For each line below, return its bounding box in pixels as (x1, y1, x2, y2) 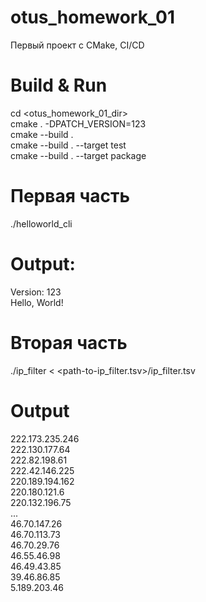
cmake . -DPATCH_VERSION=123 (10, 117, 147, 130)
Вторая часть (10, 331, 128, 354)
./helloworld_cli (10, 217, 73, 230)
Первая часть (10, 185, 131, 208)
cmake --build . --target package (10, 149, 147, 161)
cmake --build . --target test (10, 139, 127, 151)
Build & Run (10, 74, 108, 97)
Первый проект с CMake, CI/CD (10, 39, 145, 51)
